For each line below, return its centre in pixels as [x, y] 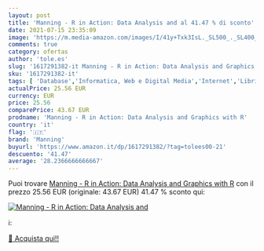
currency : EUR [31, 96]
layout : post [29, 15]
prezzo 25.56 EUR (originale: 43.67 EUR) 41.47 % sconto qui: [107, 192]
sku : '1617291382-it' [44, 74]
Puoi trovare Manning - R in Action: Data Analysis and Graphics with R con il [131, 184]
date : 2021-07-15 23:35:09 [52, 30]
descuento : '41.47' [40, 154]
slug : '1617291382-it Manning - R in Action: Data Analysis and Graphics [132, 67]
